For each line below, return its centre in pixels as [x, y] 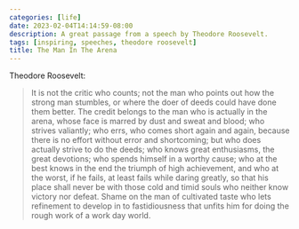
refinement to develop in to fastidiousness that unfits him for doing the [160, 206]
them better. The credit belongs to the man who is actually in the [149, 112]
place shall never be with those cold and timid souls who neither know [160, 187]
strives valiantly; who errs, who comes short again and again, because [160, 130]
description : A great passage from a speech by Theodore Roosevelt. [139, 34]
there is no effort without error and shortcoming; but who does [146, 140]
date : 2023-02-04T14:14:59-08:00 [71, 26]
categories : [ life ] [45, 17]
